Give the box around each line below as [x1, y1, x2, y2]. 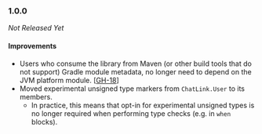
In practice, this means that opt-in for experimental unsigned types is [31, 100, 255, 110]
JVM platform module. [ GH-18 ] [19, 75, 119, 85]
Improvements [8, 41, 57, 50]
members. [19, 92, 53, 101]
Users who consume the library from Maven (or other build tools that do [19, 59, 253, 68]
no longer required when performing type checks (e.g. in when [31, 108, 231, 118]
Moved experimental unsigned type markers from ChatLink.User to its [19, 84, 246, 93]
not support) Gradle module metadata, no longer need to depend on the [19, 67, 253, 76]
